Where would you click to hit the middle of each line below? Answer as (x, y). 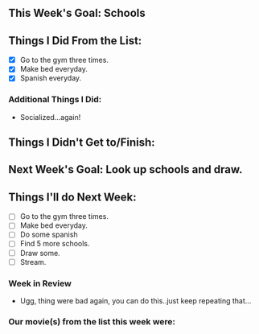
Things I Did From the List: (75, 41)
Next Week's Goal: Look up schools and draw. (125, 169)
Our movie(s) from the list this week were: (92, 321)
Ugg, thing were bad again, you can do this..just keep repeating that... (136, 300)
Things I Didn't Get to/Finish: (82, 143)
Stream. (33, 262)
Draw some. (40, 253)
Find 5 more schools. (55, 244)
